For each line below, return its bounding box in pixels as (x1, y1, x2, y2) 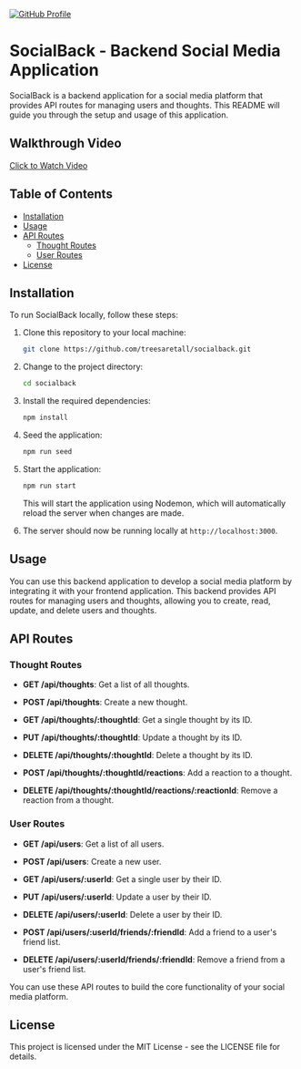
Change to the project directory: (22, 361, 144, 373)
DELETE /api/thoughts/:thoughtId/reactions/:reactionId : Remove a (22, 785, 278, 797)
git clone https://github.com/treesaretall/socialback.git (22, 344, 252, 355)
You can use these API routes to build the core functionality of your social (9, 981, 285, 992)
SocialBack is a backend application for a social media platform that (9, 89, 264, 100)
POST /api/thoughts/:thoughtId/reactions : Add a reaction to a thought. (22, 767, 293, 778)
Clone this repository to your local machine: (22, 327, 186, 338)
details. (9, 1051, 37, 1062)
